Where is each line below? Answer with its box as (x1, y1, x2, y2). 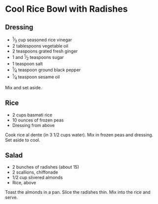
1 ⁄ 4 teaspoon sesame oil (12, 73, 60, 81)
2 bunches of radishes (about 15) (12, 164, 79, 170)
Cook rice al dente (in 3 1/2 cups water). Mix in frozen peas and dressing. (5, 131, 154, 138)
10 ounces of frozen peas (12, 117, 64, 123)
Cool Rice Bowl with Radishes (5, 3, 128, 15)
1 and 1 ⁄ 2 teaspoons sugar (12, 53, 64, 61)
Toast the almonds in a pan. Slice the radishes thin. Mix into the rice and (5, 189, 151, 195)
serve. (5, 195, 18, 201)
